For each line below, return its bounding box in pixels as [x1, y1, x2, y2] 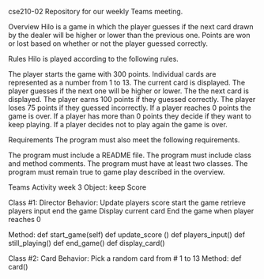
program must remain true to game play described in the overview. [8, 168, 225, 176]
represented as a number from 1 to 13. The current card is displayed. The [8, 78, 246, 87]
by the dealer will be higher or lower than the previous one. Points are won [8, 31, 251, 40]
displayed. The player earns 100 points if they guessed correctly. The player [8, 95, 256, 104]
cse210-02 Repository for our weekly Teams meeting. [8, 7, 183, 16]
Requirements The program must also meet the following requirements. [8, 135, 240, 145]
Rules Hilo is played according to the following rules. [8, 55, 179, 63]
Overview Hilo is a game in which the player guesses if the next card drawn [8, 22, 255, 31]
